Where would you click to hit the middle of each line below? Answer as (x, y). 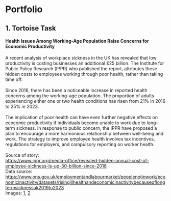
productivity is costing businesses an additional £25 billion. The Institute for (85, 63)
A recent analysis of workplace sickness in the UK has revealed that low (81, 58)
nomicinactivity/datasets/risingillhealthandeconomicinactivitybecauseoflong (85, 182)
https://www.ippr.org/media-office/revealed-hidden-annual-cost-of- (77, 160)
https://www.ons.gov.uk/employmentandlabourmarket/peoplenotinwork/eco (86, 177)
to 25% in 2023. (22, 106)
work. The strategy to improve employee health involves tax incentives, (80, 139)
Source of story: (22, 155)
